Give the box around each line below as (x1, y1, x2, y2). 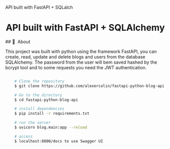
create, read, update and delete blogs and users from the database (5, 54, 146, 60)
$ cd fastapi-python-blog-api (14, 97, 79, 103)
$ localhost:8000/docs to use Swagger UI (14, 138, 103, 143)
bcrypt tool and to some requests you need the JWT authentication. (5, 64, 147, 70)
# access (14, 134, 33, 139)
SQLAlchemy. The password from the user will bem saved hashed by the (5, 59, 157, 65)
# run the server (14, 120, 51, 125)
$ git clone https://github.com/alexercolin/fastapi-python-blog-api (14, 83, 165, 88)
